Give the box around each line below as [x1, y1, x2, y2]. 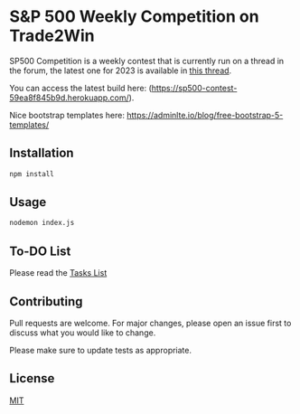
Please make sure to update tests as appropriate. [9, 344, 192, 355]
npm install [9, 169, 54, 178]
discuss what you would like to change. [9, 327, 156, 338]
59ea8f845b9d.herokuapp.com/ [9, 92, 129, 103]
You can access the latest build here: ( [9, 82, 152, 93]
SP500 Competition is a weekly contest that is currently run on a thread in [9, 55, 285, 66]
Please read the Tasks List [9, 268, 108, 278]
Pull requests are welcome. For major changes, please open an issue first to [9, 317, 292, 328]
